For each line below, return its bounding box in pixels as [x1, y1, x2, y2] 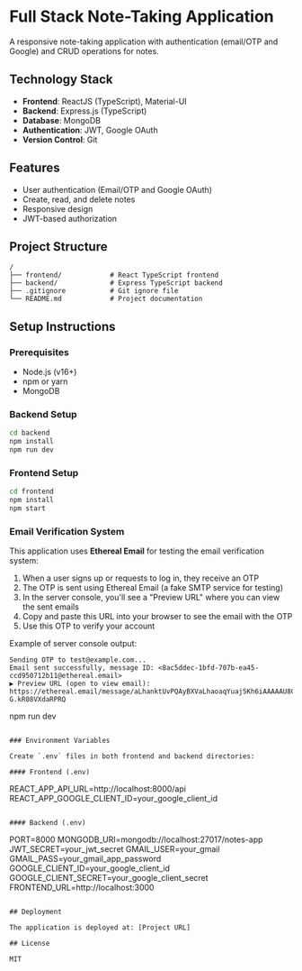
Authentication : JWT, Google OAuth [22, 124, 159, 135]
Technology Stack [9, 72, 113, 87]
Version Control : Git [22, 133, 98, 145]
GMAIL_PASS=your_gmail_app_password [9, 854, 162, 865]
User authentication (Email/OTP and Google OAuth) [22, 184, 213, 195]
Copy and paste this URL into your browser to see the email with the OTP [22, 611, 293, 622]
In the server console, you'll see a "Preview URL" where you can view [22, 592, 280, 603]
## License [9, 939, 50, 948]
